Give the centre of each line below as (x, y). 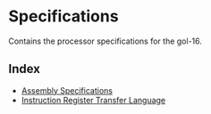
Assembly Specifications (67, 90)
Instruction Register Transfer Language (93, 100)
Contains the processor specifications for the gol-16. (105, 41)
